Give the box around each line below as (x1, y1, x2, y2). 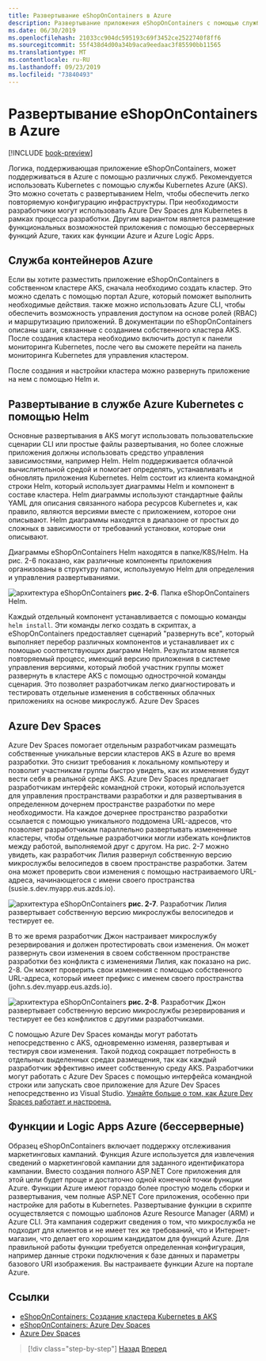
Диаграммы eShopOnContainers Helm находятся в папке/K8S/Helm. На (8, 548, 249, 557)
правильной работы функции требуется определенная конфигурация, (8, 1242, 245, 1251)
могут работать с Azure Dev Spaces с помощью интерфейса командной (8, 1072, 253, 1081)
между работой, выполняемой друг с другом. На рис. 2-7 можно (8, 842, 230, 851)
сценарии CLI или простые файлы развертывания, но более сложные (8, 440, 244, 449)
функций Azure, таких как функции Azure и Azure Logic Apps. (8, 231, 215, 240)
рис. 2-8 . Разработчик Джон (127, 998, 226, 1006)
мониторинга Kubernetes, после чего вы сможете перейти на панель (8, 342, 242, 352)
